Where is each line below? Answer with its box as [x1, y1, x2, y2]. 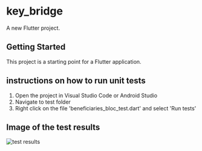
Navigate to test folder [15, 98, 71, 106]
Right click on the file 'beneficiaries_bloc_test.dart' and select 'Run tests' [15, 104, 197, 112]
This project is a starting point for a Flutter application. [6, 58, 142, 65]
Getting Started [6, 42, 66, 52]
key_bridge [6, 4, 64, 18]
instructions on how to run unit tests [6, 76, 146, 86]
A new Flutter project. [6, 24, 60, 32]
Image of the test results [6, 122, 100, 132]
